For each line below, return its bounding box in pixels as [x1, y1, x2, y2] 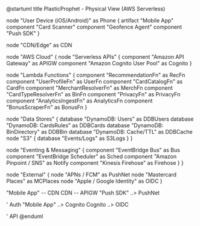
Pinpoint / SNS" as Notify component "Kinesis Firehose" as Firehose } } [6, 159, 184, 166]
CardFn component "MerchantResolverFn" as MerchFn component [6, 84, 173, 91]
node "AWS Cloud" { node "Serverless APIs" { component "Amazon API [6, 53, 184, 60]
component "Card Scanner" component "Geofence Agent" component [6, 24, 182, 30]
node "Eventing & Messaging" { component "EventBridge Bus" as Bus [6, 147, 180, 153]
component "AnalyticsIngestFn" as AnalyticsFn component [6, 97, 153, 104]
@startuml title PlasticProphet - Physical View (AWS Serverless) [6, 5, 166, 12]
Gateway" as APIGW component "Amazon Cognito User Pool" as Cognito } [6, 60, 192, 67]
